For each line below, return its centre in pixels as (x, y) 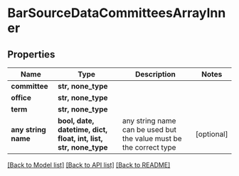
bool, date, (76, 121)
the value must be (152, 138)
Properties (31, 54)
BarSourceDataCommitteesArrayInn (117, 13)
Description (155, 74)
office (21, 98)
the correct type (149, 147)
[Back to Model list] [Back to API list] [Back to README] (89, 165)
